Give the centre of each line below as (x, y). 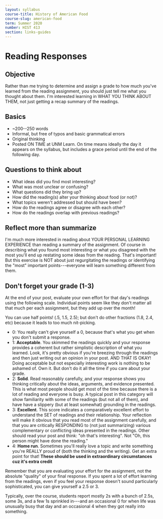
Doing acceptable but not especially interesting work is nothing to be (81, 363)
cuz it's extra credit (32, 461)
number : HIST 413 (23, 28)
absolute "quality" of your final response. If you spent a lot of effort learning (81, 476)
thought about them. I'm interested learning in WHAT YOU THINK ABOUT (78, 96)
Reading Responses (46, 56)
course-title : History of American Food (47, 14)
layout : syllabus (23, 10)
